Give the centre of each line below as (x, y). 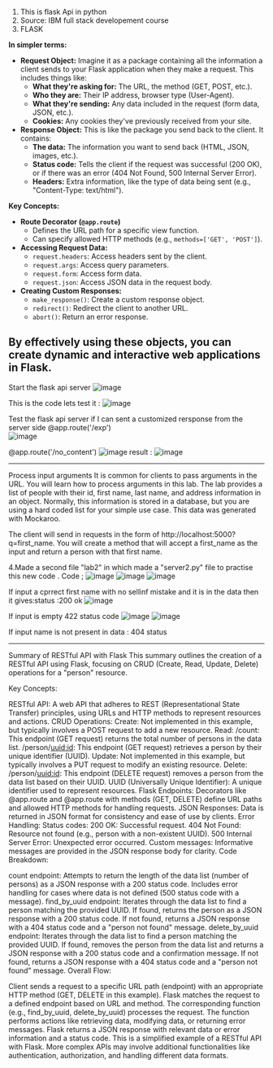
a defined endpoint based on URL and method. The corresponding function (134, 1003)
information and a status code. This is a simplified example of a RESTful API (135, 1038)
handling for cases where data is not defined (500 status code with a (124, 892)
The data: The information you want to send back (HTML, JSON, (141, 147)
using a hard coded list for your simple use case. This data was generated (132, 510)
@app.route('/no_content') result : (80, 451)
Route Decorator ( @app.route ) (70, 222)
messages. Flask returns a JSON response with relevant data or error (124, 1029)
